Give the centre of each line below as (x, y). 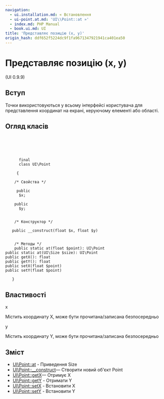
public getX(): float (28, 257)
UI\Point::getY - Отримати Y (42, 381)
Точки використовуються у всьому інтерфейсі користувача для (74, 105)
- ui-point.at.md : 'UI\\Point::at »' (49, 19)
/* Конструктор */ (34, 222)
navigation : (18, 10)
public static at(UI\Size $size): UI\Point (52, 253)
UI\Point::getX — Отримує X (42, 375)
